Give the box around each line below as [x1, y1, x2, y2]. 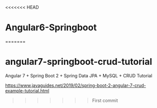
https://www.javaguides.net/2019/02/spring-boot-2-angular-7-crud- [5, 82, 146, 88]
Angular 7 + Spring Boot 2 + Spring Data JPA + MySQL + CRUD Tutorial [5, 72, 152, 78]
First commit [92, 97, 118, 103]
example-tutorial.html [5, 87, 49, 93]
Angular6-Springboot [5, 22, 97, 33]
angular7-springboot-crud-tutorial [5, 56, 152, 67]
